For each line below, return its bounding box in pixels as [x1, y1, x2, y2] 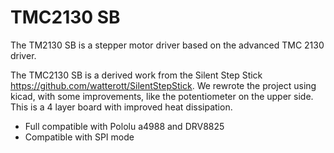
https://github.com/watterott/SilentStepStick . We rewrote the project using [10, 79, 317, 91]
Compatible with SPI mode [24, 131, 135, 143]
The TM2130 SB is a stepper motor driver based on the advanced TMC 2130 [10, 39, 325, 51]
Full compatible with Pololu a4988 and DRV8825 [24, 120, 225, 132]
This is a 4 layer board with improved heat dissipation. [10, 101, 233, 113]
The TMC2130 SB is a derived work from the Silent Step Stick [10, 69, 263, 81]
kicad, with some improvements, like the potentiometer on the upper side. [10, 90, 314, 102]
